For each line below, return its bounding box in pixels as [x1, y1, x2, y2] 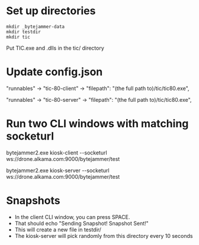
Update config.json [6, 65, 103, 79]
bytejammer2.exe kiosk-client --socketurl [6, 149, 108, 156]
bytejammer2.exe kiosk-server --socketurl [6, 167, 110, 174]
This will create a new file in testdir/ [14, 226, 102, 233]
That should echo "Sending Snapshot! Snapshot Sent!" [14, 220, 149, 227]
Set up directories [6, 4, 96, 18]
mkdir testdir [6, 28, 41, 35]
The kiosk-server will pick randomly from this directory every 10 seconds [14, 232, 193, 239]
